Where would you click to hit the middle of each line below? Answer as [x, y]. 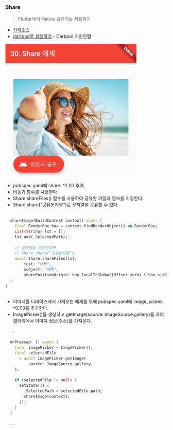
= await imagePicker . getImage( [53, 359]
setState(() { [34, 386]
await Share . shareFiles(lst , [46, 259]
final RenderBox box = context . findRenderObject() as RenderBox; [86, 226]
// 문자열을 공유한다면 [35, 248]
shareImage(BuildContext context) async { [56, 221]
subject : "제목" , [41, 270]
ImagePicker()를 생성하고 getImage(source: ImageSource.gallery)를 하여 [88, 314]
